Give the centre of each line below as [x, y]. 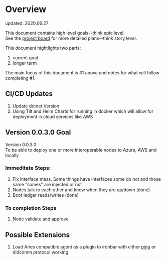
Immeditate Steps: [28, 168]
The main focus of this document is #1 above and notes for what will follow [82, 73]
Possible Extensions [38, 235]
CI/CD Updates [29, 94]
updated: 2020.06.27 [27, 23]
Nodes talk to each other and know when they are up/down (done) [81, 190]
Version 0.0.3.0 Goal [38, 132]
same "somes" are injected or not [47, 184]
